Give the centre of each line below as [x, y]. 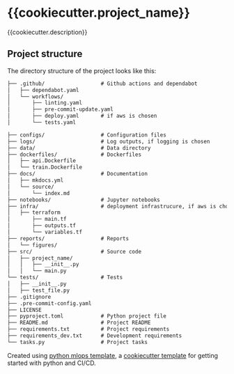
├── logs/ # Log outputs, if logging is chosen [109, 141]
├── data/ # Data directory [79, 148]
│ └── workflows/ [36, 96]
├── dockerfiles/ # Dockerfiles [74, 155]
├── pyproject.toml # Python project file [87, 316]
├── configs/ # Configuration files [87, 135]
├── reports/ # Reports [68, 238]
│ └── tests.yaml [42, 123]
